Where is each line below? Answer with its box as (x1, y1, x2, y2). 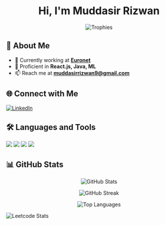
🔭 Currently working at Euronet (14, 56, 91, 63)
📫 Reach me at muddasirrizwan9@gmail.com (14, 69, 130, 76)
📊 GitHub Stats (6, 159, 64, 169)
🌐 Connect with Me (6, 89, 78, 99)
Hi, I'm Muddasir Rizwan (38, 4, 160, 18)
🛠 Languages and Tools (6, 122, 96, 132)
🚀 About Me (6, 41, 50, 51)
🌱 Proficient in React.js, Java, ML (14, 63, 96, 70)
